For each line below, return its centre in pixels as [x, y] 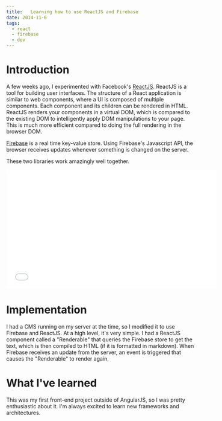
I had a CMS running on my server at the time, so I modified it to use [91, 326]
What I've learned [52, 383]
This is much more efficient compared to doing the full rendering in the [94, 125]
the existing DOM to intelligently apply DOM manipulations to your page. [96, 118]
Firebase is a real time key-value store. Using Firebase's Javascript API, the [100, 143]
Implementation [47, 310]
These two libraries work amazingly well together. [68, 161]
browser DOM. [24, 131]
